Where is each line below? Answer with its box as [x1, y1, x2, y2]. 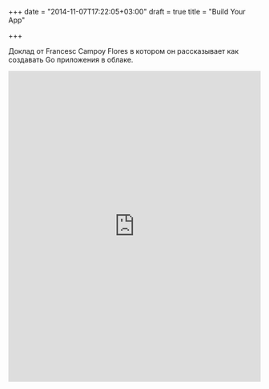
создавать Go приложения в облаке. [8, 55, 134, 64]
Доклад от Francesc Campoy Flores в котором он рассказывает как [8, 47, 239, 55]
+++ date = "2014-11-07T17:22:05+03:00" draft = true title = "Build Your [8, 7, 246, 16]
